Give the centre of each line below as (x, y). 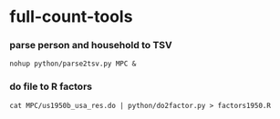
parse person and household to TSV (91, 45)
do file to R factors (51, 86)
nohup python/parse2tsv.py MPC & (73, 64)
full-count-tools (71, 17)
